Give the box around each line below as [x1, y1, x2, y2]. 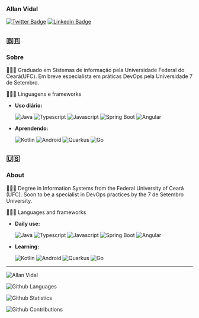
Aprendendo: [14, 125, 49, 132]
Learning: [14, 243, 40, 250]
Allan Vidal [6, 5, 38, 13]
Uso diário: [14, 102, 43, 109]
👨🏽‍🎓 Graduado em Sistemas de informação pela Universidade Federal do [6, 66, 185, 73]
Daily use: [14, 220, 40, 227]
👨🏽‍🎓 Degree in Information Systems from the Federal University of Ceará [6, 184, 184, 192]
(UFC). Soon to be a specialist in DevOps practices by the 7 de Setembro [6, 191, 184, 198]
